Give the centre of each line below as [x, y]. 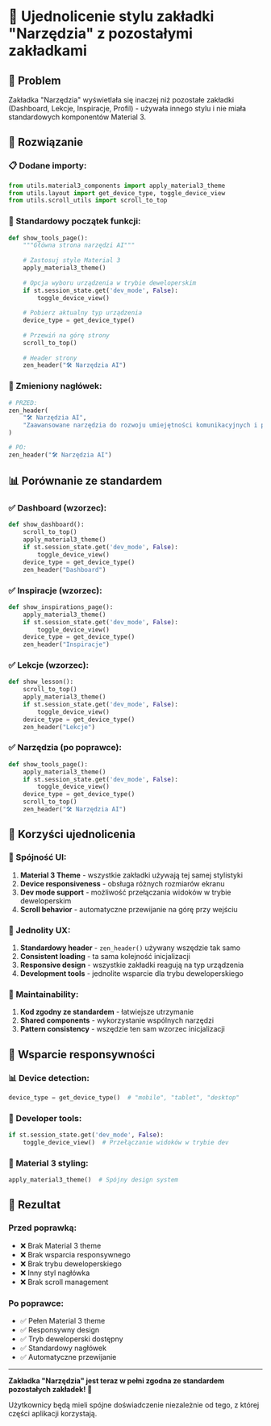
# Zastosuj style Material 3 [72, 261]
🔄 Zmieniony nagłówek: [55, 386]
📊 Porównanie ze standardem [85, 481]
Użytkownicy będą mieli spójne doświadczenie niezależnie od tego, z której [134, 1405]
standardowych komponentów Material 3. [77, 117]
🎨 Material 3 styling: [48, 1163]
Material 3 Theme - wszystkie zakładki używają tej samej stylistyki [131, 875]
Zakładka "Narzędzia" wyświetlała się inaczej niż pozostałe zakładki [121, 100]
